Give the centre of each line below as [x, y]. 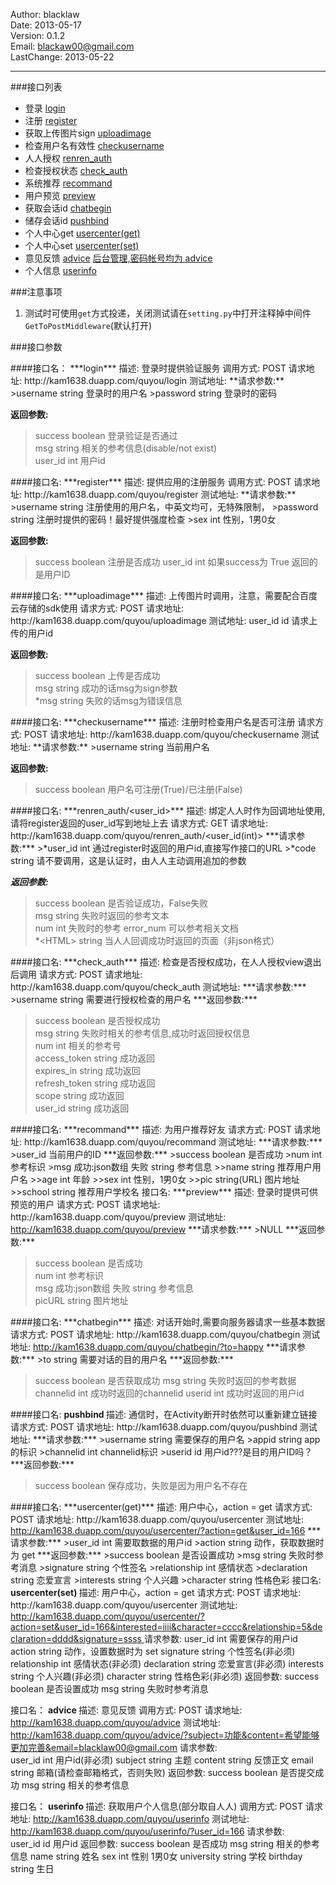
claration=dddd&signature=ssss [76, 1638]
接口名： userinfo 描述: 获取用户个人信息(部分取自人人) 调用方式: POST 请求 [166, 1806]
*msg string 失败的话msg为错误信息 [108, 700]
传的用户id [31, 633]
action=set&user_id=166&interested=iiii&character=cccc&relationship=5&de [166, 1627]
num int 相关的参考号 [78, 1045]
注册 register [51, 120]
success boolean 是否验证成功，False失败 [121, 903]
